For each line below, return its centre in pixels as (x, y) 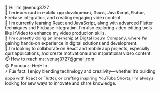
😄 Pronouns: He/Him (26, 66)
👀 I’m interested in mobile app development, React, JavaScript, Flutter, (75, 13)
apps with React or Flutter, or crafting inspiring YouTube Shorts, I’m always (79, 78)
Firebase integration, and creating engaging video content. (64, 18)
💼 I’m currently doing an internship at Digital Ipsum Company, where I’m (76, 38)
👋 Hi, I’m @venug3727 (27, 7)
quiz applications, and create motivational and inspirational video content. (79, 53)
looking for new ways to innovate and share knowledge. (61, 83)
